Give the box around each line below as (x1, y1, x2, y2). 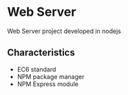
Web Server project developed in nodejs (7, 27, 122, 35)
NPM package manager (17, 72, 85, 81)
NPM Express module (17, 80, 79, 88)
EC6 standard (17, 65, 56, 73)
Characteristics (7, 47, 76, 59)
